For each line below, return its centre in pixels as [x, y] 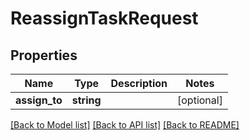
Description [139, 83]
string [86, 100]
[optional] [200, 100]
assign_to [39, 100]
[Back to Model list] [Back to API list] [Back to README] [125, 125]
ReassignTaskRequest [104, 18]
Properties [44, 55]
